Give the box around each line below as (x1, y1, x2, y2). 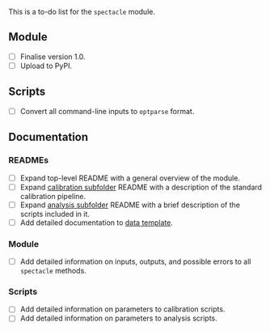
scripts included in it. (19, 209, 91, 219)
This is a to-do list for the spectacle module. (8, 7, 156, 16)
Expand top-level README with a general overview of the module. (19, 173, 241, 183)
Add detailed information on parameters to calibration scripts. (19, 304, 226, 314)
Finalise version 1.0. (19, 52, 86, 62)
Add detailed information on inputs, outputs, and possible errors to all (19, 257, 252, 266)
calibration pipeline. (19, 191, 86, 201)
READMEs (8, 155, 49, 166)
